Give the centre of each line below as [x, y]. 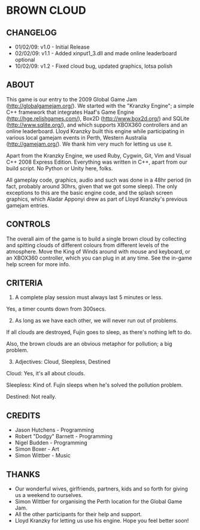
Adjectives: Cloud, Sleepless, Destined [63, 362]
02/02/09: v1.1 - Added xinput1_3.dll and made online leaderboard [96, 53]
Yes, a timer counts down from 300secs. [56, 309]
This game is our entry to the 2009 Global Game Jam [72, 99]
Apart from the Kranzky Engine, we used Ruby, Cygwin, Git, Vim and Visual [99, 155]
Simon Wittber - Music [43, 456]
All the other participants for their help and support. [78, 514]
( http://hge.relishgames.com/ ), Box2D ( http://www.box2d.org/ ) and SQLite [98, 118]
